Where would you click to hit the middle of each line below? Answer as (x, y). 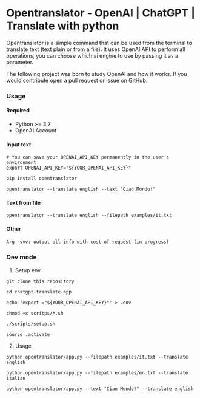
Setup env (28, 270)
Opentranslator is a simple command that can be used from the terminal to (99, 43)
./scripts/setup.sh (31, 324)
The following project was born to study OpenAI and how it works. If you (97, 74)
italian (16, 378)
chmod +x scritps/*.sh (35, 313)
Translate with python (63, 26)
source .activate (28, 334)
